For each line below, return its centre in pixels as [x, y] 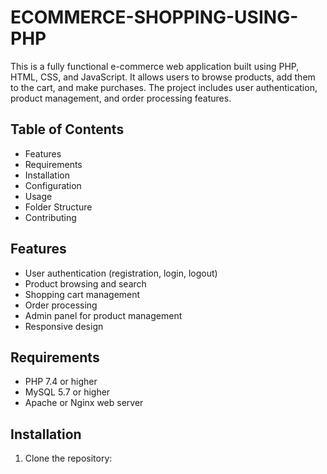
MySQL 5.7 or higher [67, 392]
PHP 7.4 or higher [61, 382]
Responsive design [64, 326]
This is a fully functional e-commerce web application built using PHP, [155, 66]
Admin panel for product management [103, 315]
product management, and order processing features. [121, 98]
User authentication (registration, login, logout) [121, 273]
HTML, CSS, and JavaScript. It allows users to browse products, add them [163, 77]
